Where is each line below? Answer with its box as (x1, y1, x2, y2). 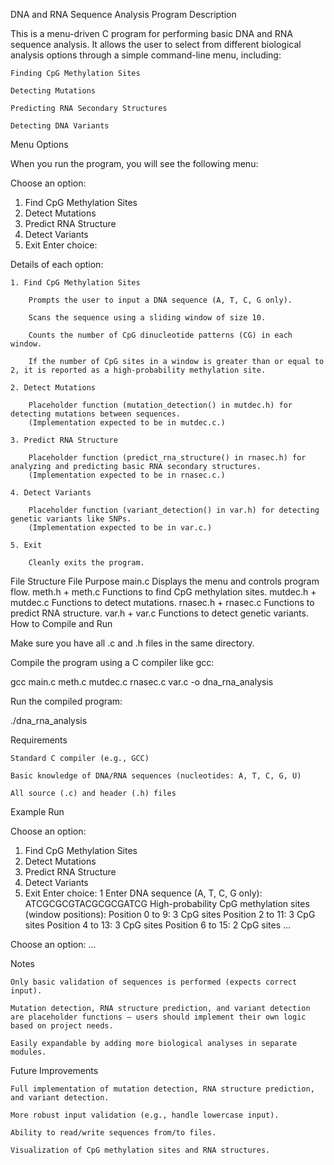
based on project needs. (10, 1021, 114, 1031)
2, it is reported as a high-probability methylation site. (10, 365, 267, 375)
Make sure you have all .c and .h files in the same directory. (10, 637, 255, 649)
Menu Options (10, 139, 69, 150)
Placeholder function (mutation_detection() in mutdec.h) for (28, 400, 293, 410)
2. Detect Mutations (10, 383, 97, 393)
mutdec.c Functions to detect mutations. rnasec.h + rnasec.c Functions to (10, 597, 315, 608)
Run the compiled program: (10, 695, 123, 707)
